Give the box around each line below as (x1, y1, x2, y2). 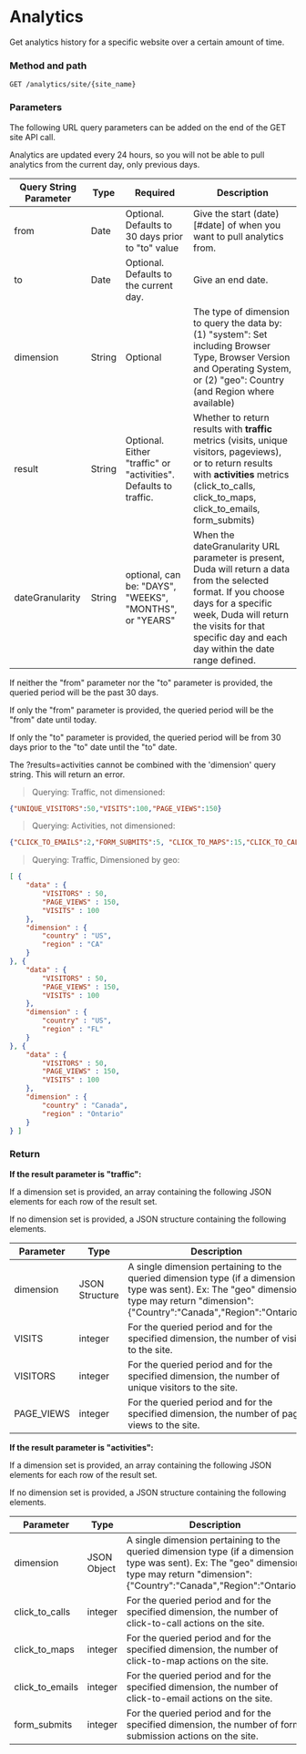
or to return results (192, 456, 273, 469)
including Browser (192, 339, 271, 352)
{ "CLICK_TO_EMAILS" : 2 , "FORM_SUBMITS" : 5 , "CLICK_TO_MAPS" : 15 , (9, 838, 247, 847)
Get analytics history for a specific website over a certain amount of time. (9, 36, 285, 47)
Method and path (9, 59, 87, 72)
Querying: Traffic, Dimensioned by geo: (31, 855, 180, 866)
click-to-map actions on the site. (126, 1654, 269, 1667)
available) (192, 396, 235, 409)
